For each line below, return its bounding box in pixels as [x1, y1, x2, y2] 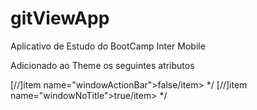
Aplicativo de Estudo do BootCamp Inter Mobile [10, 40, 206, 52]
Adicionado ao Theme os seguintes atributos [10, 59, 195, 71]
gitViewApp [10, 7, 110, 30]
